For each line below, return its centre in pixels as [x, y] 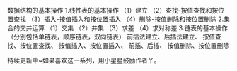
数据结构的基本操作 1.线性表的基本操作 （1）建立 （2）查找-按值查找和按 [113, 10]
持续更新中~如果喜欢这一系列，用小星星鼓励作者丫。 [84, 60]
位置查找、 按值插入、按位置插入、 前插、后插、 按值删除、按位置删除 [128, 45]
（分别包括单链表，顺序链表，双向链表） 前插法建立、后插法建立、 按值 [111, 37]
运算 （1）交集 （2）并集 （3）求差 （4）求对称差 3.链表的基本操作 [129, 28]
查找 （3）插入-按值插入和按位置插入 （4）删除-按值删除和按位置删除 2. [118, 19]
